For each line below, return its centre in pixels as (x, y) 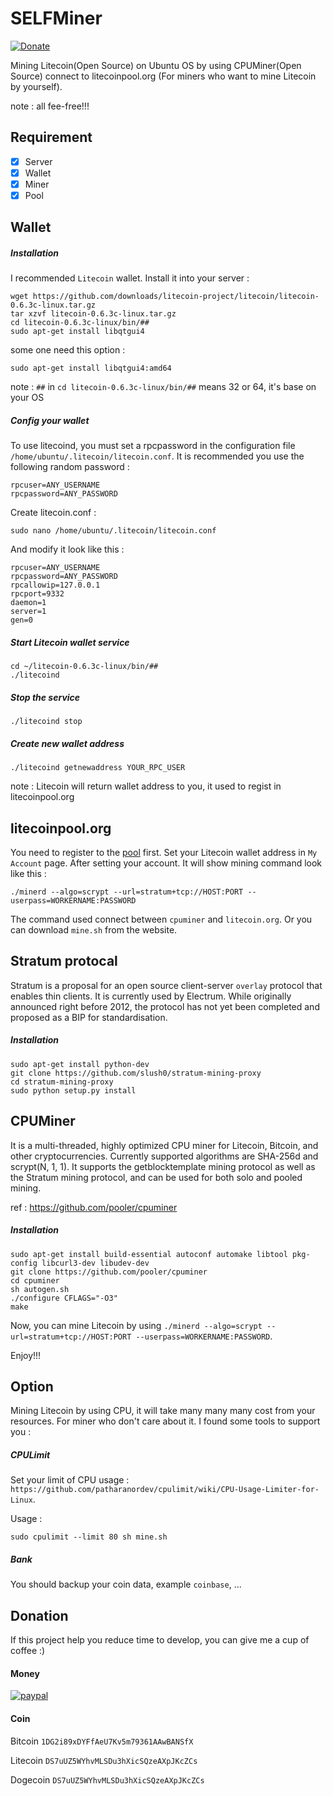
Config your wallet (50, 420)
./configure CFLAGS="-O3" (64, 1298)
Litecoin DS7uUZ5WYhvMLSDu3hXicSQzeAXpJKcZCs (104, 1760)
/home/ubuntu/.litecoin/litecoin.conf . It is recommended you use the (157, 456)
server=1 (28, 612)
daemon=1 (28, 603)
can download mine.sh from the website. (94, 930)
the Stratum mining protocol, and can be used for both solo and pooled (156, 1177)
